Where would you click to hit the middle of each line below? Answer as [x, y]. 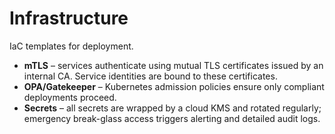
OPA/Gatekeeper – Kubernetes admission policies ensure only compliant [174, 86]
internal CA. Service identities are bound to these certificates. [150, 76]
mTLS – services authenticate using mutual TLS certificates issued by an [173, 65]
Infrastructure [69, 18]
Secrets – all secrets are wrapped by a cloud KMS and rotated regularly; [172, 108]
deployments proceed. [70, 97]
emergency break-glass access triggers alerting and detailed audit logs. [172, 118]
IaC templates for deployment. [71, 46]
